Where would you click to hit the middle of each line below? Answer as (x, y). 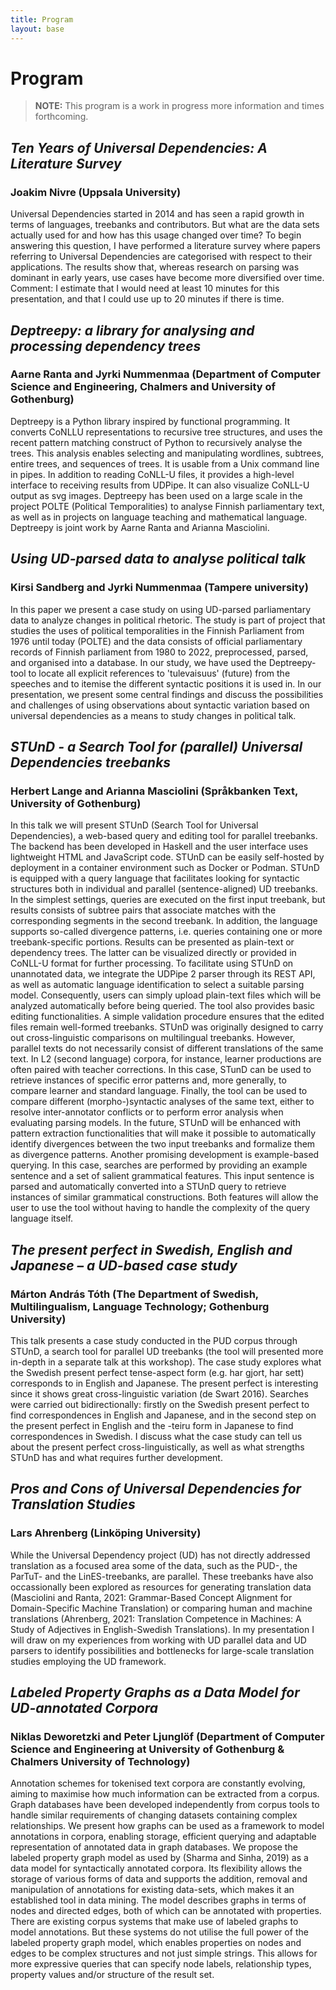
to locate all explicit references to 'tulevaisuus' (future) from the (159, 673)
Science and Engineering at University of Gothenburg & (147, 1749)
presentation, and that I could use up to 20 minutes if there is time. (147, 299)
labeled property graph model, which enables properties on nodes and (156, 1943)
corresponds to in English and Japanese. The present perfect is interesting (164, 1383)
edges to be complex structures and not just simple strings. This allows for (164, 1953)
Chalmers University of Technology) (100, 1761)
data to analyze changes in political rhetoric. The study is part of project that (168, 620)
